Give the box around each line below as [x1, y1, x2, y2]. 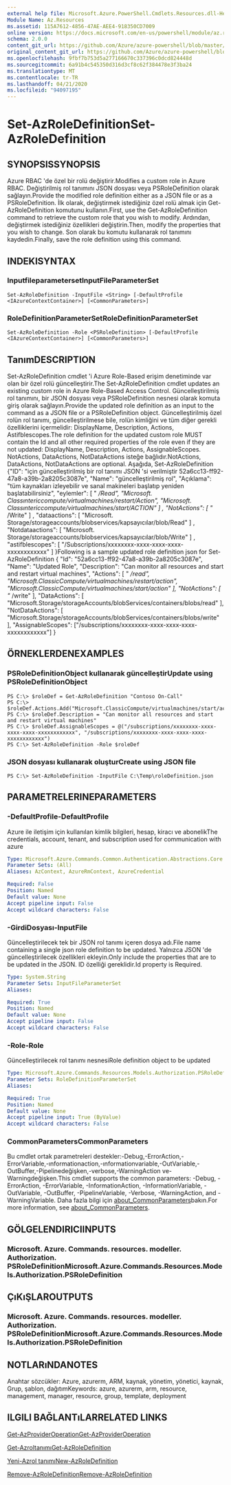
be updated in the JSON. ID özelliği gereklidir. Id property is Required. [7, 960, 203, 968]
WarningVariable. [7, 1196, 56, 1205]
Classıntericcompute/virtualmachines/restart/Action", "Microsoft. [7, 496, 192, 505]
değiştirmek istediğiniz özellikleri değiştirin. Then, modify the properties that [7, 221, 221, 229]
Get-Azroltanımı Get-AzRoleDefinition [7, 1443, 111, 1451]
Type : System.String [7, 973, 67, 980]
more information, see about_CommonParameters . [7, 1203, 150, 1212]
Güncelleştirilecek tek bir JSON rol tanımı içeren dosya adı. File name [7, 938, 201, 947]
